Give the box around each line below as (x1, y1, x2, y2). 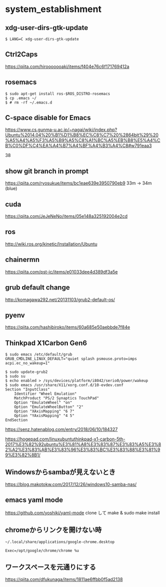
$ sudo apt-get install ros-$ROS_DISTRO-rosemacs (5, 91, 111, 96)
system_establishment (5, 3, 102, 15)
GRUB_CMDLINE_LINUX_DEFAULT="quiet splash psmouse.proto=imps (5, 356, 137, 361)
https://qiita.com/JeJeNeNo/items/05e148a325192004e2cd (5, 213, 128, 219)
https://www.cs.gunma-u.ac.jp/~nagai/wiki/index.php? (5, 126, 117, 133)
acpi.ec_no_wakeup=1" (5, 361, 50, 366)
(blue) (5, 185, 17, 191)
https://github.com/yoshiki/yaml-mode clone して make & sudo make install (5, 509, 160, 515)
